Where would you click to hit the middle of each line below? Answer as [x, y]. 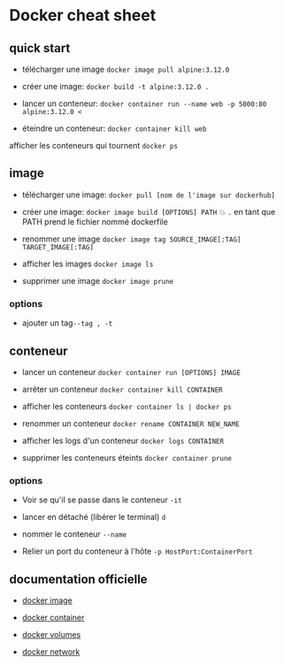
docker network [51, 652]
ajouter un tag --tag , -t [67, 323]
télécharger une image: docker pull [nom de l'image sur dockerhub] [149, 195]
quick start [40, 48]
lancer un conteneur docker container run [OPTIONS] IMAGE [131, 371]
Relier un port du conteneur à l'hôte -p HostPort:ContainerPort [137, 551]
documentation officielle [78, 579]
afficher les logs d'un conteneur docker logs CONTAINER [123, 440]
